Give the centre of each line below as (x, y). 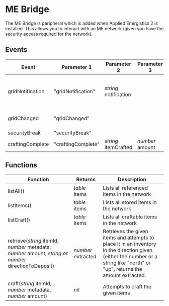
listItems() (20, 205)
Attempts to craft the (127, 286)
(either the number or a (130, 256)
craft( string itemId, (30, 283)
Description (132, 179)
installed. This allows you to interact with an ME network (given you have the (84, 28)
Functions (21, 165)
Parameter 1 (77, 67)
